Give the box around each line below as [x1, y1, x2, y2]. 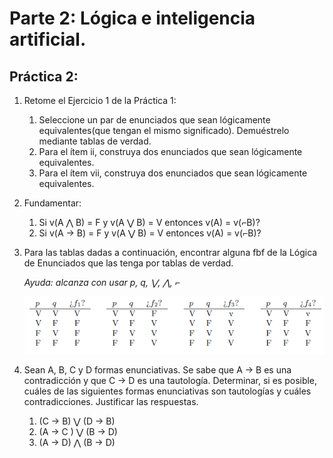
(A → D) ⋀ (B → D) [38, 436, 116, 448]
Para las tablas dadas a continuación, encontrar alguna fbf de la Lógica [23, 247, 318, 258]
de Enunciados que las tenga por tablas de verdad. [23, 257, 234, 269]
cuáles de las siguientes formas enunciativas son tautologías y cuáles [23, 385, 312, 397]
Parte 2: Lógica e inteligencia [9, 7, 256, 30]
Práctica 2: [9, 68, 79, 85]
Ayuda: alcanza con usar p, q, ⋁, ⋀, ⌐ [23, 277, 181, 288]
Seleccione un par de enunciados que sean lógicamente [38, 114, 271, 126]
